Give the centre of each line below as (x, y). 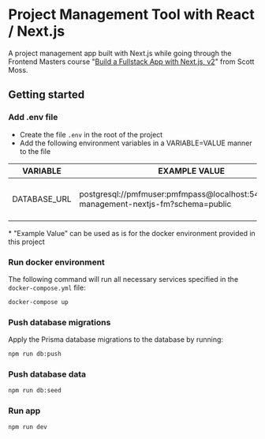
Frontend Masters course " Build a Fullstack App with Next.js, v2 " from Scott (131, 62)
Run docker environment (56, 262)
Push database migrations (60, 322)
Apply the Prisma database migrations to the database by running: (116, 340)
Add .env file (33, 118)
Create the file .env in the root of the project (91, 134)
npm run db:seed (35, 391)
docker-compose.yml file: (47, 287)
